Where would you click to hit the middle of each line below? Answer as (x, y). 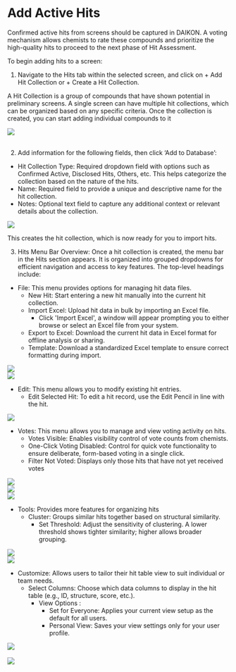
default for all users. (78, 618)
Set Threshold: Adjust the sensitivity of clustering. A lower (123, 524)
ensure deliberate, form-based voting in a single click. (106, 453)
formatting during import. (64, 355)
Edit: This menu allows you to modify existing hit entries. (99, 389)
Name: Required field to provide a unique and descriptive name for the (119, 189)
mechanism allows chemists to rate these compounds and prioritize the (111, 39)
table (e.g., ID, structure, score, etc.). (81, 595)
